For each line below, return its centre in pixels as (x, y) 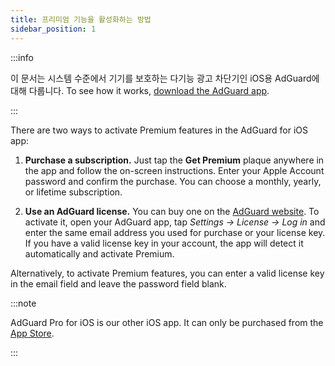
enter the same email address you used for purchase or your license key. (175, 232)
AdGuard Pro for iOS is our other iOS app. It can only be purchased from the (167, 322)
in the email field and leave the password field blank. (118, 283)
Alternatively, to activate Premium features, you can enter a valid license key (167, 273)
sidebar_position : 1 (53, 29)
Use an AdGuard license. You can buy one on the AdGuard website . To (172, 211)
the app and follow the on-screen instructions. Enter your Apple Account (174, 170)
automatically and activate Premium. (99, 253)
